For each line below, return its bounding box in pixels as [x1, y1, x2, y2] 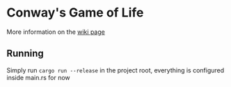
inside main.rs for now [6, 73, 70, 81]
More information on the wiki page [6, 28, 105, 36]
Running [6, 48, 45, 59]
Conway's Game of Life [6, 5, 144, 21]
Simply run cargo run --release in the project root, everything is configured [6, 66, 225, 74]
